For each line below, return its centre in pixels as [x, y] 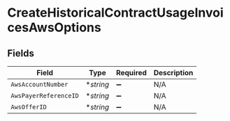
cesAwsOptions [54, 27]
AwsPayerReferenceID [45, 96]
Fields [21, 53]
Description [173, 73]
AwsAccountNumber [39, 84]
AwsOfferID [29, 107]
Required [131, 73]
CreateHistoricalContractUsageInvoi [115, 13]
